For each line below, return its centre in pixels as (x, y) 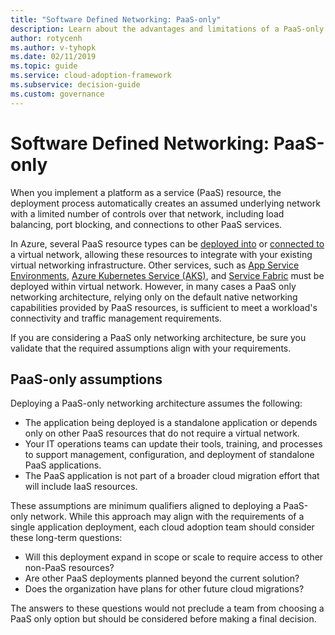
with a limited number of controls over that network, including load (147, 213)
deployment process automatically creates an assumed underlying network (165, 203)
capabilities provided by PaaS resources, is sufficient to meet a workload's (164, 307)
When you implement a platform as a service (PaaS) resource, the (146, 192)
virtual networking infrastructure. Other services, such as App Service (155, 265)
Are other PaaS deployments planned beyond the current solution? (162, 578)
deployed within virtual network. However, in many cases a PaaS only (153, 286)
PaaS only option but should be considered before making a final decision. (163, 619)
